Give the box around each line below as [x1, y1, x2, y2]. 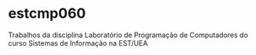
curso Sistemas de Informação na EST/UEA [8, 38, 148, 47]
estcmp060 [8, 5, 86, 22]
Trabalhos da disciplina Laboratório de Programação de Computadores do [8, 30, 249, 40]
